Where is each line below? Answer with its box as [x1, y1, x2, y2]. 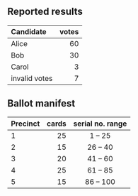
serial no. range [73, 119, 127, 129]
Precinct [11, 119, 40, 129]
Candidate [11, 26, 47, 36]
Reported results [7, 6, 84, 18]
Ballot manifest [7, 97, 76, 109]
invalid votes [11, 73, 53, 83]
